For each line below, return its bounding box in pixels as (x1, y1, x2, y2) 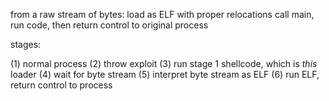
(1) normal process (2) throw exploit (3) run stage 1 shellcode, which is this (10, 58, 318, 69)
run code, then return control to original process (10, 19, 209, 31)
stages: (10, 39, 42, 50)
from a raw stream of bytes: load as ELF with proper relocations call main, (10, 9, 315, 20)
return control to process (10, 79, 113, 91)
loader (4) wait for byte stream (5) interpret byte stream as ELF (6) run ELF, (10, 69, 320, 80)
